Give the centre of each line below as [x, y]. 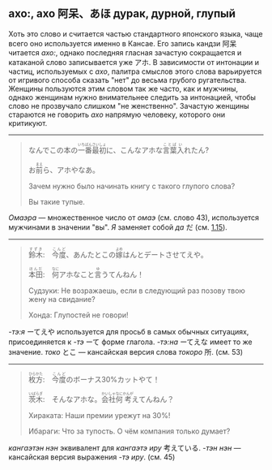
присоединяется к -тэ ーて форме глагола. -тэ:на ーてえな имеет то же [130, 342]
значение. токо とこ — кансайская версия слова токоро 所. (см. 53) [126, 351]
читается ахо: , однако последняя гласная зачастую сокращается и [125, 52]
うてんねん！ [122, 274]
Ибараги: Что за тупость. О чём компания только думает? [129, 431]
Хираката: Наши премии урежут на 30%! [99, 415]
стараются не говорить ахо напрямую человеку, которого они [117, 114]
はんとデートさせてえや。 [165, 254]
